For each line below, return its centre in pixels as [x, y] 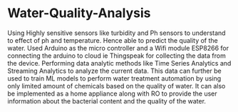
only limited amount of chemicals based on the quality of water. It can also [117, 86]
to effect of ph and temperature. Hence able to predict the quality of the [113, 40]
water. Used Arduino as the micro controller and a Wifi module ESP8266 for [118, 48]
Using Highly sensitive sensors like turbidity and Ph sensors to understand [117, 33]
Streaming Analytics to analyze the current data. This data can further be [115, 71]
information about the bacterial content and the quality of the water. [107, 101]
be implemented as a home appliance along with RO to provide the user [112, 93]
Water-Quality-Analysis [79, 13]
